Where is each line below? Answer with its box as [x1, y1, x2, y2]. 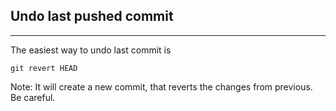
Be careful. [10, 91, 56, 103]
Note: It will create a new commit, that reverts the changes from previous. [10, 80, 313, 93]
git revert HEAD [10, 63, 78, 73]
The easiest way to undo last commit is [10, 44, 172, 56]
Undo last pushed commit [10, 8, 174, 25]
